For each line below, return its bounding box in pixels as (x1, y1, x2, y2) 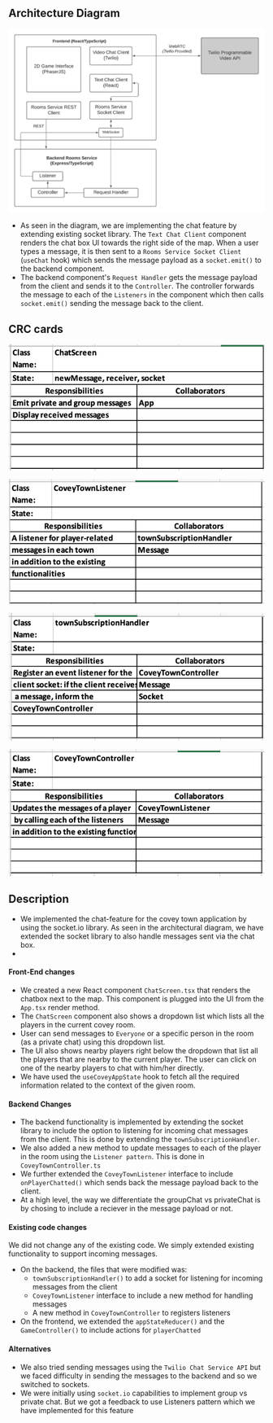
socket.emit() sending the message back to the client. (19, 299, 204, 309)
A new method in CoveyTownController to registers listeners (32, 1308, 231, 1318)
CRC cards (8, 322, 63, 336)
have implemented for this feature (19, 1405, 134, 1415)
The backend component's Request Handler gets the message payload (19, 273, 258, 282)
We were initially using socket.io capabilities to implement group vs (19, 1388, 248, 1398)
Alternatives (8, 1343, 51, 1354)
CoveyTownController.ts (19, 1162, 102, 1171)
